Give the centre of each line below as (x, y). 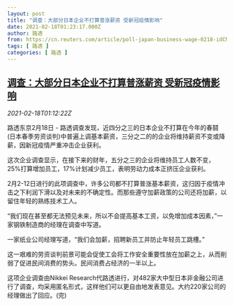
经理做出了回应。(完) (37, 295)
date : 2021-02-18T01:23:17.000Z (54, 27)
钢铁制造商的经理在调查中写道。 (59, 224)
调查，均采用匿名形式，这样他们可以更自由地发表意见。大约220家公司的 (123, 286)
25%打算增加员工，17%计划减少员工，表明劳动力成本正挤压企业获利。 (108, 168)
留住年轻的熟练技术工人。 (44, 201)
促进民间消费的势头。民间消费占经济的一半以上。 (89, 263)
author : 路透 (25, 33)
